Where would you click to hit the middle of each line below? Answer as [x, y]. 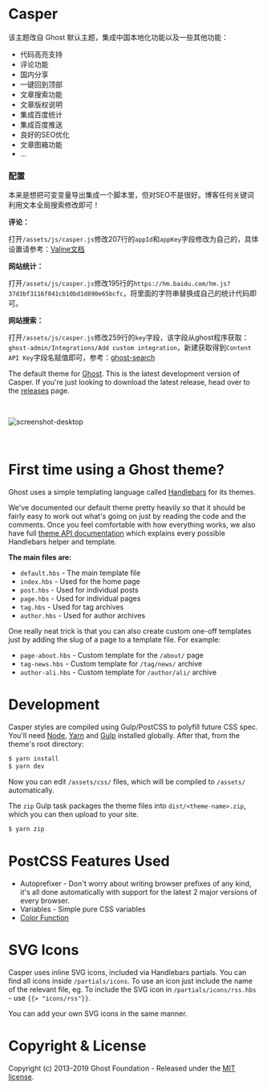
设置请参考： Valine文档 [47, 249]
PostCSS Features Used [89, 861]
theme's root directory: [46, 744]
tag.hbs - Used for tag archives [72, 607]
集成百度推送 [41, 124]
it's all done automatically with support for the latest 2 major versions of [138, 891]
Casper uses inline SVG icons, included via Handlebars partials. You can [127, 972]
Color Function [44, 917]
